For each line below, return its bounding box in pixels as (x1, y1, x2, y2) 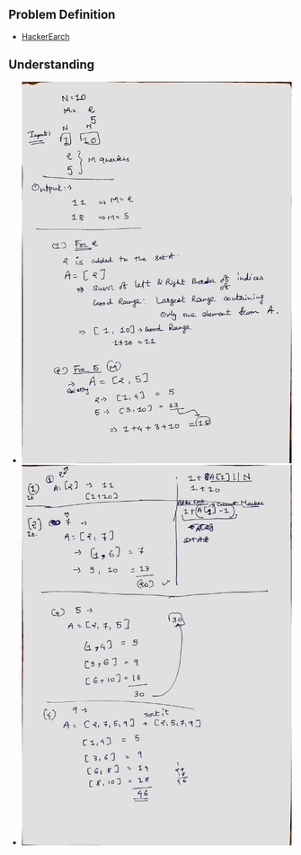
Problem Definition (8, 7, 116, 22)
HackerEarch (21, 31, 70, 41)
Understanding (8, 58, 95, 73)
